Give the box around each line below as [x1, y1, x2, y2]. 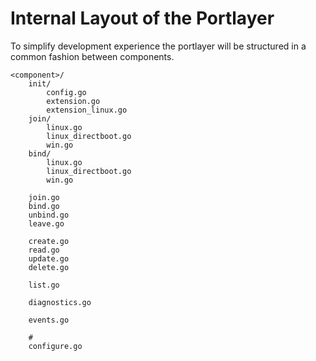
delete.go [28, 262, 70, 272]
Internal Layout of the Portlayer [10, 7, 275, 30]
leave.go [28, 218, 65, 229]
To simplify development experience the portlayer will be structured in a [10, 40, 307, 52]
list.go [28, 280, 60, 290]
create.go [28, 236, 70, 246]
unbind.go [28, 210, 70, 220]
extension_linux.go [46, 105, 128, 115]
